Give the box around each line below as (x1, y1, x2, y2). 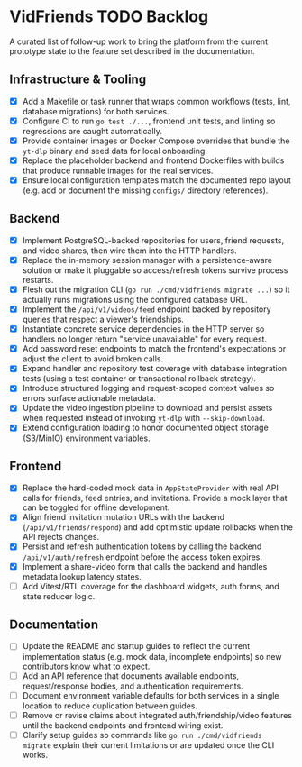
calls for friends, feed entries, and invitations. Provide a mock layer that (22, 493, 288, 504)
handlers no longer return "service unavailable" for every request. (22, 333, 268, 344)
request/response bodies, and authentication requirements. (22, 680, 243, 691)
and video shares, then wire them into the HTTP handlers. (22, 245, 237, 256)
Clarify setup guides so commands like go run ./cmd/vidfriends (22, 729, 262, 740)
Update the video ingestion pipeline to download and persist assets (22, 403, 273, 414)
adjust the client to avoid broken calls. (22, 353, 164, 364)
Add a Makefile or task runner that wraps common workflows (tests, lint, (22, 96, 291, 106)
